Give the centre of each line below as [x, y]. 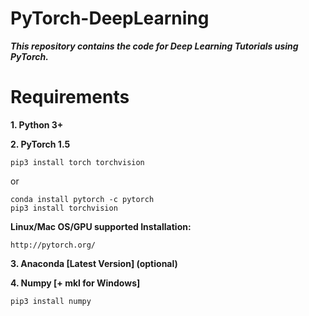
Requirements [70, 97]
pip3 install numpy [51, 301]
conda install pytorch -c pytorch [82, 199]
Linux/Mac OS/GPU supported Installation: [101, 226]
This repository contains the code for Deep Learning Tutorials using [154, 46]
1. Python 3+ [37, 124]
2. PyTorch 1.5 [40, 144]
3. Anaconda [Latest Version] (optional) [94, 263]
